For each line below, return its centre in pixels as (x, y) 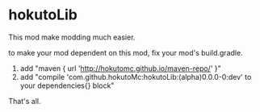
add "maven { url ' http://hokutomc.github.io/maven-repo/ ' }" (121, 68)
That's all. (25, 101)
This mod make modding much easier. (72, 37)
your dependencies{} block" (67, 85)
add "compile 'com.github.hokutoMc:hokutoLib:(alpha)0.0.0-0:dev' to (136, 77)
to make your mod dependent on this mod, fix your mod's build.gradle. (126, 52)
